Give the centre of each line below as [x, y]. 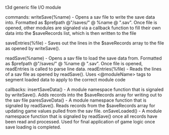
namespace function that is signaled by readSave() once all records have [81, 116]
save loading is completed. [33, 127]
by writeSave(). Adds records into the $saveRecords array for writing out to [84, 95]
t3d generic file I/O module [33, 7]
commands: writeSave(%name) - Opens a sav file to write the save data [80, 17]
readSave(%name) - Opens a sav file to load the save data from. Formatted [83, 58]
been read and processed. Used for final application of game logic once [80, 122]
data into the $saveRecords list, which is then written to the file [71, 33]
